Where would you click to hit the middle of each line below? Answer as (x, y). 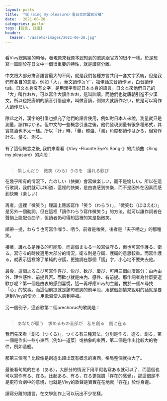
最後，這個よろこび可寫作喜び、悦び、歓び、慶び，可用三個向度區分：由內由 (83, 271)
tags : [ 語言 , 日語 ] (24, 28)
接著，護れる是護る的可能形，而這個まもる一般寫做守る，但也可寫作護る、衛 (83, 247)
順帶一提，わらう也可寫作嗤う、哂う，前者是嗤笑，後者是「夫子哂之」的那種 (83, 229)
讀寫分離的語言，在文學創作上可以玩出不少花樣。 (55, 393)
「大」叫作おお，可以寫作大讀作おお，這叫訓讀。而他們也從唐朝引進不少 (79, 94)
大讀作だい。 (18, 106)
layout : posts (20, 10)
